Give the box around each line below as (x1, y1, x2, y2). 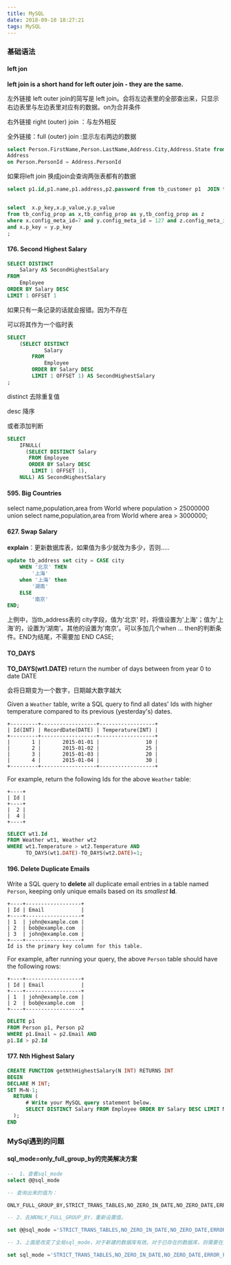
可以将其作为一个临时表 (7, 320, 74, 328)
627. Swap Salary (7, 527, 58, 536)
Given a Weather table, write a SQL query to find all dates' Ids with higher (7, 700, 213, 708)
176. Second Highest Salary (7, 244, 87, 253)
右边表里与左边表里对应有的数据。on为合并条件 (7, 103, 141, 111)
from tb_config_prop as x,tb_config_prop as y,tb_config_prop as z (7, 210, 205, 217)
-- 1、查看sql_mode (7, 1170, 63, 1177)
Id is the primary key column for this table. (7, 943, 143, 950)
